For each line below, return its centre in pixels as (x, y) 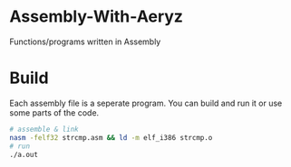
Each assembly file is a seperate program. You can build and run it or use (146, 103)
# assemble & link (44, 129)
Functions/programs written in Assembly (85, 42)
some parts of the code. (54, 112)
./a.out (24, 154)
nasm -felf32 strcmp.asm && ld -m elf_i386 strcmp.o (111, 137)
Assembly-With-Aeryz (97, 17)
